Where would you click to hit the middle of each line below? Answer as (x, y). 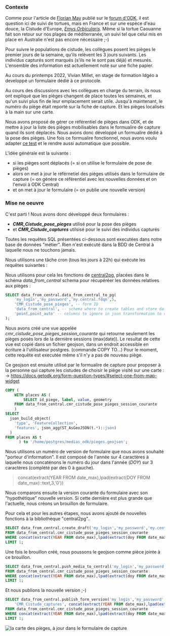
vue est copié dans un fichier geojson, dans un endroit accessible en (77, 344)
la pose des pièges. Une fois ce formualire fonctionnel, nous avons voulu (81, 138)
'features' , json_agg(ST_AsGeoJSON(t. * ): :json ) (65, 428)
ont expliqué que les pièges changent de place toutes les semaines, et (79, 96)
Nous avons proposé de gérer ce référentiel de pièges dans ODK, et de (79, 122)
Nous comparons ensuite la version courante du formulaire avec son (77, 493)
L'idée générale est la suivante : (38, 153)
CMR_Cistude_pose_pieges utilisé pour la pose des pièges (74, 224)
